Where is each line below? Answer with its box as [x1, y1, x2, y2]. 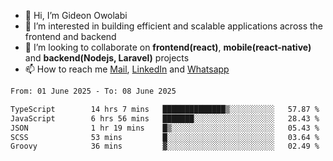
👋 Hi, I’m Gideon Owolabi [24, 10, 128, 21]
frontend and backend [24, 31, 117, 42]
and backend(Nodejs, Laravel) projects [24, 52, 190, 64]
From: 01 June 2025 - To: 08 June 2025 [10, 86, 177, 96]
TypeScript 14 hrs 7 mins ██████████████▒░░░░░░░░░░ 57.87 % [10, 104, 320, 114]
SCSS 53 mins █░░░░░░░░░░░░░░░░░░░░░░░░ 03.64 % [10, 132, 320, 142]
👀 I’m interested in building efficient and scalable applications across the [24, 20, 324, 32]
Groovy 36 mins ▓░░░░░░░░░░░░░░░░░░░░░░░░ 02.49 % [10, 141, 320, 152]
